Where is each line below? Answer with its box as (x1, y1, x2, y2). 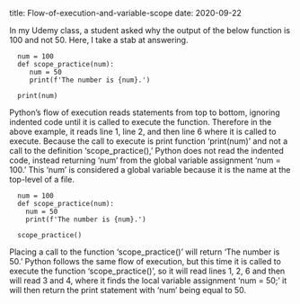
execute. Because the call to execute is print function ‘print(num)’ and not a (9, 136, 288, 147)
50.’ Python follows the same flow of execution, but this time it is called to (9, 256, 281, 266)
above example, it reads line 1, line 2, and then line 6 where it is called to (9, 126, 277, 137)
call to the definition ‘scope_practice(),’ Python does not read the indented (9, 146, 285, 156)
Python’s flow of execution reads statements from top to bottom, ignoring (9, 107, 280, 118)
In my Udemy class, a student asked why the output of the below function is (9, 25, 290, 35)
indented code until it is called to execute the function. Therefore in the (9, 117, 272, 127)
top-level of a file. (9, 174, 75, 184)
